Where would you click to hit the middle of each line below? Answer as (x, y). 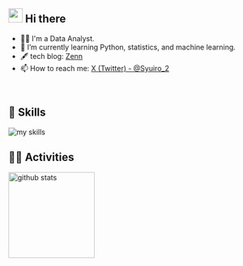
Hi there (45, 19)
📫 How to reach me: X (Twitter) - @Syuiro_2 (95, 68)
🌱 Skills (27, 113)
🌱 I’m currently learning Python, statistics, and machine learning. (128, 47)
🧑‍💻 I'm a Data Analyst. (57, 38)
